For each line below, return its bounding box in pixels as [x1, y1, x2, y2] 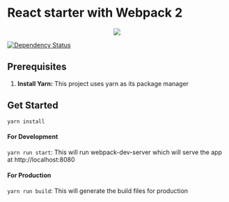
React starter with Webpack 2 [7, 5, 183, 21]
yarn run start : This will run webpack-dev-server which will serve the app [7, 148, 223, 156]
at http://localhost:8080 [7, 155, 75, 164]
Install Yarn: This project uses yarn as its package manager [17, 79, 189, 87]
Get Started [7, 99, 58, 112]
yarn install [7, 118, 45, 125]
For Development [7, 133, 58, 141]
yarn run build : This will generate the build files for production [7, 186, 189, 195]
